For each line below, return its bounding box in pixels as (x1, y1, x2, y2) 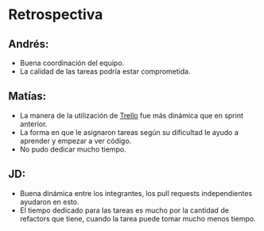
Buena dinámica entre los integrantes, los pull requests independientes (19, 188, 253, 198)
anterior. (19, 119, 48, 129)
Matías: (8, 90, 47, 103)
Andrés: (8, 37, 49, 51)
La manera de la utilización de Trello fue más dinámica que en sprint (19, 110, 244, 120)
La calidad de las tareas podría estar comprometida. (19, 67, 191, 76)
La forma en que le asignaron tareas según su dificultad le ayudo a (19, 127, 239, 137)
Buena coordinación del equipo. (19, 58, 125, 67)
